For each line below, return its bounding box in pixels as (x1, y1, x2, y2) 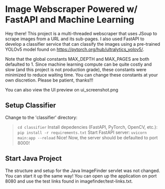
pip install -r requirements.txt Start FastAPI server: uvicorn (17, 129, 147, 135)
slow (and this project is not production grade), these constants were (5, 66, 147, 73)
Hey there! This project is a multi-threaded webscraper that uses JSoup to (5, 30, 158, 36)
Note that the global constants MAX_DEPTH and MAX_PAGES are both (5, 56, 150, 62)
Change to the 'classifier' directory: (5, 114, 78, 120)
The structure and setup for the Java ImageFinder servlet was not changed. (5, 168, 161, 174)
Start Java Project (5, 154, 62, 163)
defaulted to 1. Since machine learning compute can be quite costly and (5, 61, 152, 67)
